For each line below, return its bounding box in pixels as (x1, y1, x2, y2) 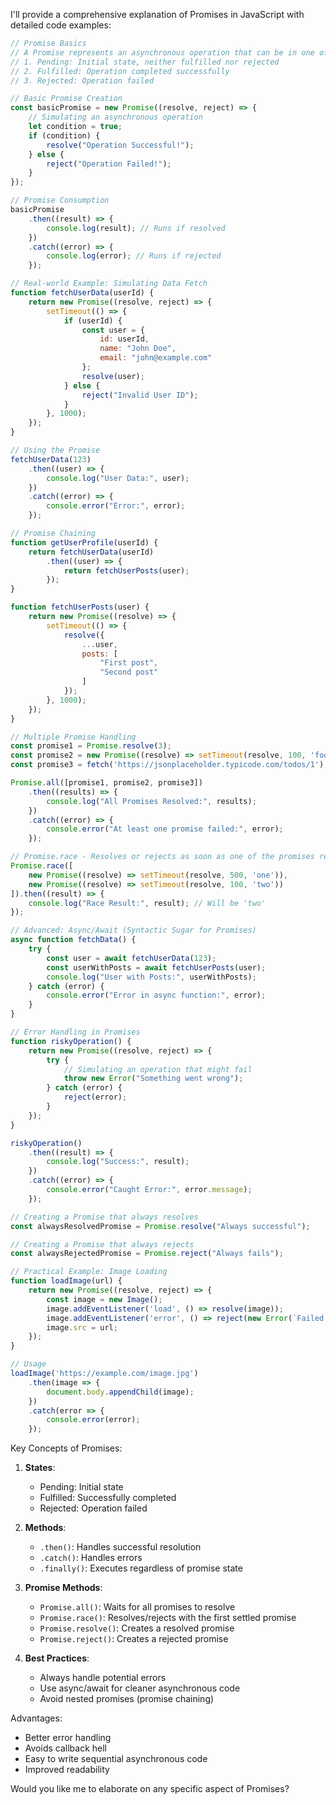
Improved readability (24, 1764, 110, 1776)
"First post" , (99, 658, 159, 668)
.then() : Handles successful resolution (39, 1541, 202, 1553)
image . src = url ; (46, 1322, 118, 1333)
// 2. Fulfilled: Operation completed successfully (10, 66, 230, 76)
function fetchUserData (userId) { (10, 288, 155, 298)
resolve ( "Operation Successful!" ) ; (46, 140, 195, 150)
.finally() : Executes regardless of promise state (39, 1562, 243, 1574)
